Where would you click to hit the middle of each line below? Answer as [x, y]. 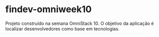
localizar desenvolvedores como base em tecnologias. [62, 28]
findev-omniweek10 [48, 9]
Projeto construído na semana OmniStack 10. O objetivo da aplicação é [80, 23]
